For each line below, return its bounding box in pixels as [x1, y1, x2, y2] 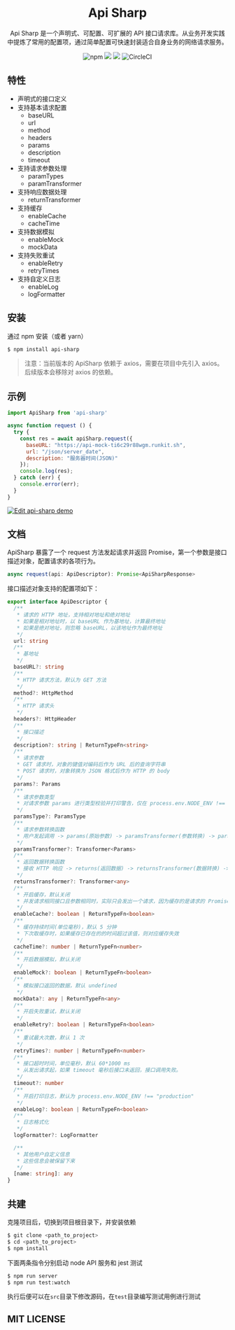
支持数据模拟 [17, 227, 55, 236]
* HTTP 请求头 [16, 702, 55, 709]
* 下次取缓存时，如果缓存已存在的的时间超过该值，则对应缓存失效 [16, 930, 180, 937]
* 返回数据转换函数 [16, 858, 65, 865]
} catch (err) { [13, 474, 61, 481]
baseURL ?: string [13, 663, 64, 671]
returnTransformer [27, 195, 81, 204]
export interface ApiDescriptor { [7, 598, 108, 606]
